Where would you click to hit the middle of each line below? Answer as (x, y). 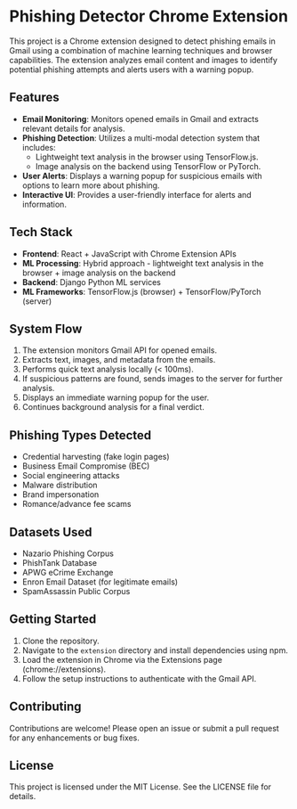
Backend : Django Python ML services (92, 282)
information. (44, 204)
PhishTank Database (60, 563)
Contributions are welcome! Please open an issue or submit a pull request (144, 728)
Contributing (45, 707)
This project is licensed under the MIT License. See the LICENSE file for (140, 787)
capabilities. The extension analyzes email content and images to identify (144, 60)
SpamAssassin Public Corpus (76, 591)
